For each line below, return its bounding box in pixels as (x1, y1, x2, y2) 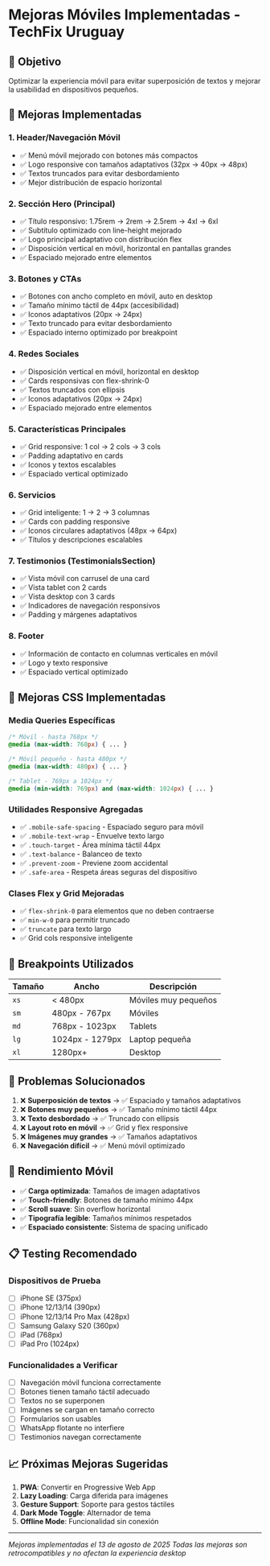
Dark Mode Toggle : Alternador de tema (19, 1508, 151, 1518)
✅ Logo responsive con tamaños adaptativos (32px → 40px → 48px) (19, 159, 248, 169)
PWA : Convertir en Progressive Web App (19, 1482, 156, 1492)
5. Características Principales (8, 423, 126, 435)
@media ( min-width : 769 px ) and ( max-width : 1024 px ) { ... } (8, 785, 215, 793)
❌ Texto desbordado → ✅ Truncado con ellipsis (19, 1113, 179, 1123)
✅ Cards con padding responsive (19, 517, 130, 526)
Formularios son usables (19, 1414, 102, 1424)
